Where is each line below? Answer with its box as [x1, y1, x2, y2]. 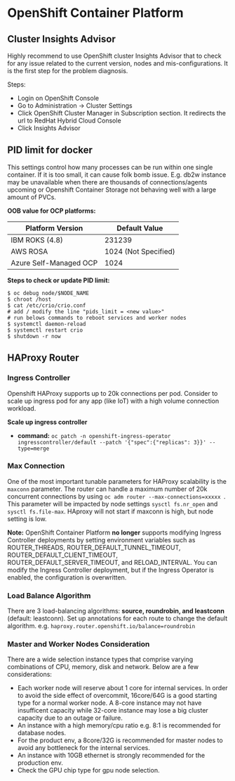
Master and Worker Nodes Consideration [7, 639, 150, 649]
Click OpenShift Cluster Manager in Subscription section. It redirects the [17, 109, 227, 117]
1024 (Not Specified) [104, 246, 175, 256]
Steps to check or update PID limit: [7, 276, 110, 285]
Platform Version [25, 223, 83, 233]
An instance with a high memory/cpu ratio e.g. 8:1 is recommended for [17, 721, 221, 730]
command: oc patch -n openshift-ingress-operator [17, 431, 171, 439]
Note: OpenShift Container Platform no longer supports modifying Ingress [7, 528, 222, 537]
